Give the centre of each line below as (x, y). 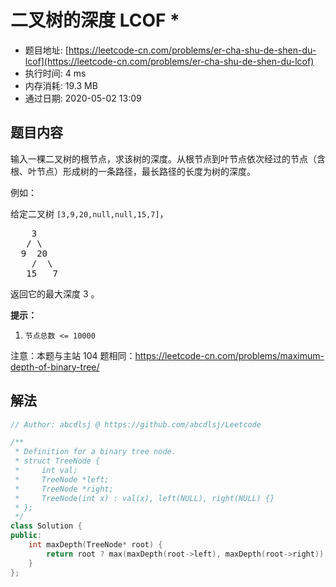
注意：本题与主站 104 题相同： (73, 355)
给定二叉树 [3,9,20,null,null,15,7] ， (89, 213)
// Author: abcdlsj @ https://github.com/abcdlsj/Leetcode (136, 424)
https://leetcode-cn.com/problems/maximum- (229, 355)
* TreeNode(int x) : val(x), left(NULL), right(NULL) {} (144, 498)
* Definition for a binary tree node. (95, 452)
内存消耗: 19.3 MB (61, 85)
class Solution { (46, 526)
